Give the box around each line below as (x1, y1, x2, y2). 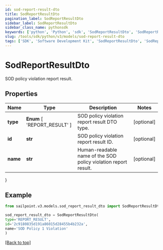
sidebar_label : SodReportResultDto (5, 20, 77, 26)
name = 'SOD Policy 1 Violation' (5, 226, 68, 231)
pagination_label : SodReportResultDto (5, 16, 83, 21)
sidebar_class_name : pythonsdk (5, 25, 68, 30)
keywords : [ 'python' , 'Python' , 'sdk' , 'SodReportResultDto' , (5, 30, 133, 34)
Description (89, 104, 117, 111)
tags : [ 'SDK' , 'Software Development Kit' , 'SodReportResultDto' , (5, 39, 142, 44)
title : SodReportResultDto (5, 12, 60, 17)
